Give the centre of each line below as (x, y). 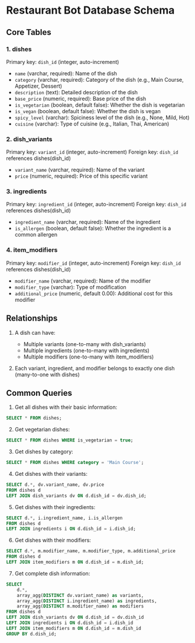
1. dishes (19, 49)
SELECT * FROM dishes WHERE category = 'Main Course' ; (75, 463)
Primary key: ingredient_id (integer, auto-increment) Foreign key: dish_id (96, 204)
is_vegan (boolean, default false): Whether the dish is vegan (88, 111)
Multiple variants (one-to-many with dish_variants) (85, 344)
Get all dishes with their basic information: (66, 407)
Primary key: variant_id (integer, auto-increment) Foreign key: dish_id (92, 152)
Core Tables (29, 32)
